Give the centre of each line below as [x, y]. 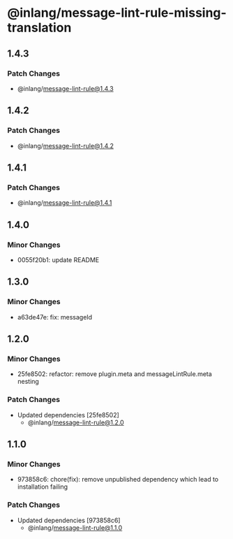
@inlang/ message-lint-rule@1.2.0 [76, 422]
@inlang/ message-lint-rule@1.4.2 [65, 145]
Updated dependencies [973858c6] [69, 520]
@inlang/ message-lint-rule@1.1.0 [75, 527]
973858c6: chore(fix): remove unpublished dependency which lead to [118, 480]
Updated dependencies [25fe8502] [68, 415]
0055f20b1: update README [58, 259]
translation [39, 28]
